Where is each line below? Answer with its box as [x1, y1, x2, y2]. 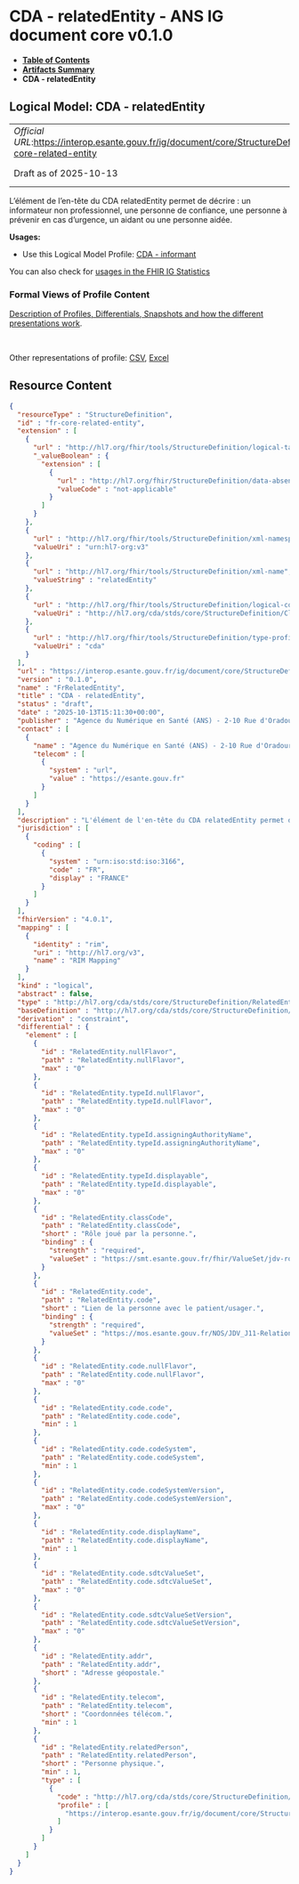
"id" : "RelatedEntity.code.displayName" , [41, 1527, 201, 1537]
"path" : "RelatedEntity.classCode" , [41, 1222, 181, 1230]
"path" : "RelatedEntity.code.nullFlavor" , [41, 1370, 205, 1379]
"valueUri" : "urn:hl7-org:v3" [32, 542, 149, 551]
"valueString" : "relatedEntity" [32, 576, 158, 585]
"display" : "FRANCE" [48, 873, 129, 882]
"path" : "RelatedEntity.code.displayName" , [41, 1536, 209, 1545]
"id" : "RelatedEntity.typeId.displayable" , [41, 1172, 209, 1181]
